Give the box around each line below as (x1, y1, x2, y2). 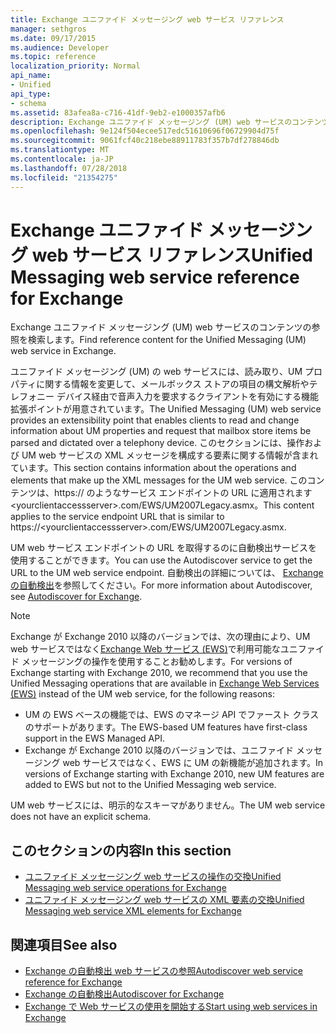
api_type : (10, 89, 52, 99)
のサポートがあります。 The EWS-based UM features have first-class (24, 721, 308, 733)
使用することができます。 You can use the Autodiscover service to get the (10, 554, 313, 566)
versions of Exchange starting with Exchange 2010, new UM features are (24, 768, 325, 780)
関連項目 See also (10, 936, 118, 953)
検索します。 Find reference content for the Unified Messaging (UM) (27, 334, 307, 346)
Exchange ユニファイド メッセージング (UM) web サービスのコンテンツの (10, 321, 312, 333)
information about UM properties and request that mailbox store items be (10, 425, 312, 437)
